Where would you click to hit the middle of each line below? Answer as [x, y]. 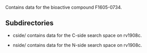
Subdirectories [29, 23]
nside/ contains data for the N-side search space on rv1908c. [77, 45]
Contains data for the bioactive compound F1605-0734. [64, 7]
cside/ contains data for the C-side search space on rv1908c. [77, 35]
